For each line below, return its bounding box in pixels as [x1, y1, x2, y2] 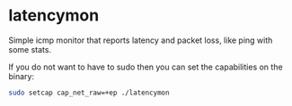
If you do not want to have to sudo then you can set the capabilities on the [8, 61, 284, 72]
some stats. [8, 44, 51, 54]
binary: [8, 70, 35, 81]
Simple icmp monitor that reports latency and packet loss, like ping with [8, 35, 273, 45]
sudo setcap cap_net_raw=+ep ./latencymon [8, 88, 170, 97]
